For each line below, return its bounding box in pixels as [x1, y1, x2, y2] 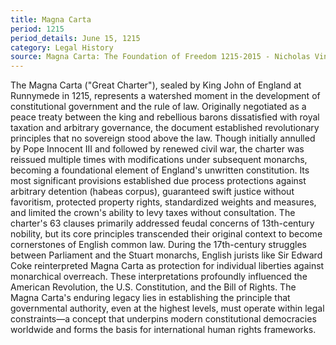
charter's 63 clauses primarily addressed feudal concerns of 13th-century [10, 217, 315, 230]
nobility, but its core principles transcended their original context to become [10, 228, 323, 240]
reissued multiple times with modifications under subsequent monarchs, [10, 154, 308, 166]
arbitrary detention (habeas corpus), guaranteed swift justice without [10, 186, 295, 198]
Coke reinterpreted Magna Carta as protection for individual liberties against [10, 260, 325, 272]
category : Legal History [10, 42, 114, 53]
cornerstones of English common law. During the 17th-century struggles [10, 239, 307, 251]
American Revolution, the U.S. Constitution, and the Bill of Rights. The [10, 281, 297, 293]
